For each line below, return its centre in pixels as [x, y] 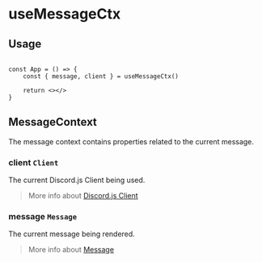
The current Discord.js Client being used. [77, 180]
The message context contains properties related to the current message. [131, 141]
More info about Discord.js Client [83, 196]
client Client [34, 162]
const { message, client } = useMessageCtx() [101, 77]
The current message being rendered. [72, 234]
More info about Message [71, 250]
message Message [43, 217]
